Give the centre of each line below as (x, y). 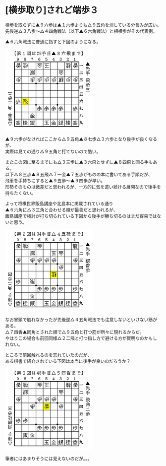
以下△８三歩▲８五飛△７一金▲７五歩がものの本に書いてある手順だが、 (79, 174)
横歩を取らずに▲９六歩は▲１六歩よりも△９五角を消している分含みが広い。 (83, 25)
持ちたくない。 (20, 193)
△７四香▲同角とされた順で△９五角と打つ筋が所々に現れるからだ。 (75, 332)
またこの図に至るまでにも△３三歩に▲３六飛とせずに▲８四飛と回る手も (79, 162)
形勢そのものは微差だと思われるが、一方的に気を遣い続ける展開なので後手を (83, 187)
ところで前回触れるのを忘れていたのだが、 (49, 355)
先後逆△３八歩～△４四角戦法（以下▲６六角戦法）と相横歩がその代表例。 (81, 31)
